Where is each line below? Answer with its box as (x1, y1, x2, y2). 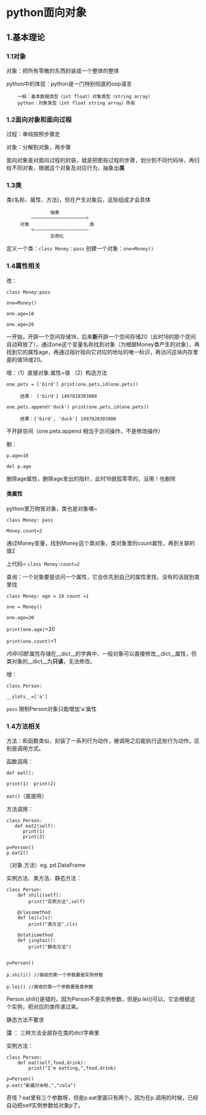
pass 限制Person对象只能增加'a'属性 (6, 705, 97, 712)
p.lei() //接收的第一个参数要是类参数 (6, 984, 94, 990)
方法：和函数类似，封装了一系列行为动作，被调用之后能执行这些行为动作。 (6, 737, 194, 745)
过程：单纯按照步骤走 (6, 130, 60, 138)
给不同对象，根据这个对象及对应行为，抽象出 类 (6, 164, 124, 172)
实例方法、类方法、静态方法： (6, 874, 82, 882)
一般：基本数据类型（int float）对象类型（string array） (17, 93, 153, 99)
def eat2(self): (14, 823, 56, 829)
